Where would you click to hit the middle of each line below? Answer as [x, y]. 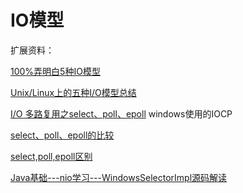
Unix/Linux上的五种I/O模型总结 [73, 92]
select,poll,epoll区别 [51, 156]
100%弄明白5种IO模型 [55, 71]
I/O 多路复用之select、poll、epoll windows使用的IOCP [121, 113]
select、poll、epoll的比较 [62, 135]
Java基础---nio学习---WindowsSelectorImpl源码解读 [119, 177]
